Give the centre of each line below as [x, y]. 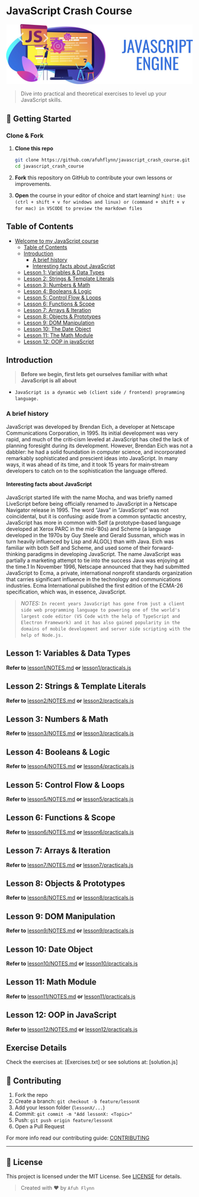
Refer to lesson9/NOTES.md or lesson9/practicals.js [70, 930]
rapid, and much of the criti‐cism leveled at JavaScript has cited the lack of [98, 439]
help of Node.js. [42, 635]
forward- [163, 548]
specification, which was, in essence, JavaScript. [66, 592]
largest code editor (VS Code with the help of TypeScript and [100, 616]
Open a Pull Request [40, 1127]
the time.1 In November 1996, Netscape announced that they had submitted [98, 566]
